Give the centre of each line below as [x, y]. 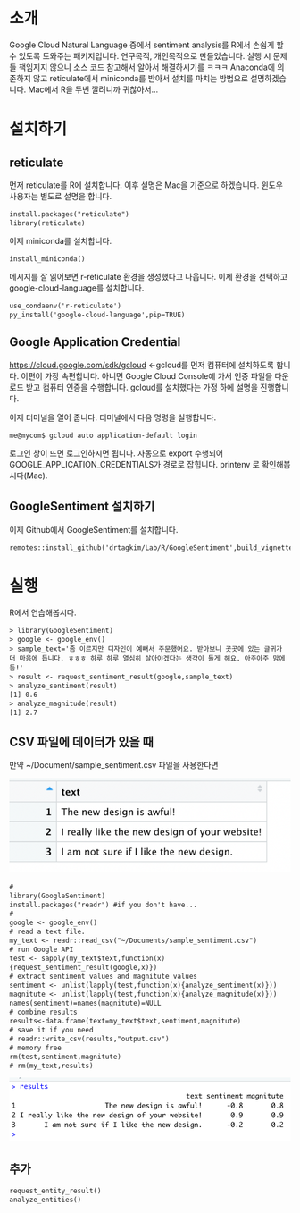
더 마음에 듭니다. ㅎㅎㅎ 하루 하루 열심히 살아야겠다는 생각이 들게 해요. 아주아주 [139, 658]
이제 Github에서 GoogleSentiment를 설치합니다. [94, 529]
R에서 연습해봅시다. [43, 612]
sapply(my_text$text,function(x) [104, 959]
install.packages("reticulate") [69, 214]
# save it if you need [51, 1030]
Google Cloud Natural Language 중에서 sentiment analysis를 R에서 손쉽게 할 [146, 45]
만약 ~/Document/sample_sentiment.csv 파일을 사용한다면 [114, 765]
